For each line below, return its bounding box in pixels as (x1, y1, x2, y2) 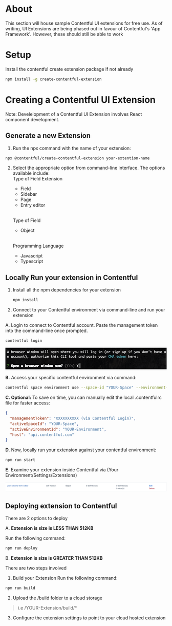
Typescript (20, 258, 44, 265)
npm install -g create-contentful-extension (5, 77, 102, 82)
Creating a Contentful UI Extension (5, 94, 156, 105)
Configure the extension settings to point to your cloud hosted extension (12, 615, 166, 621)
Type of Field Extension (12, 176, 63, 182)
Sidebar (20, 191, 37, 197)
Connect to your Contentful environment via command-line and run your (12, 307, 165, 313)
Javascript (20, 253, 43, 259)
